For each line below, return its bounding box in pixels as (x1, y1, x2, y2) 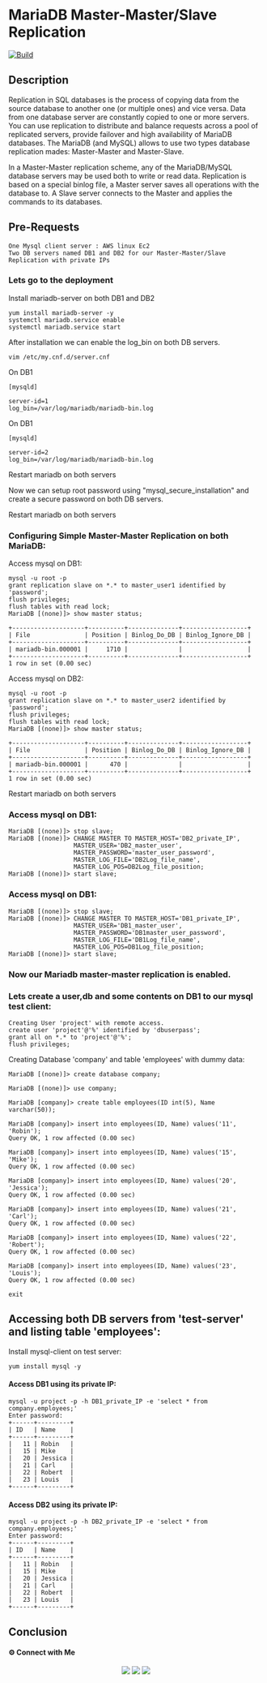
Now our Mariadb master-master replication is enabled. (8, 968, 231, 979)
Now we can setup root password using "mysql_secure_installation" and (8, 485, 249, 495)
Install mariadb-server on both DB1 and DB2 (8, 293, 155, 303)
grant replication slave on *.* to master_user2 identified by (8, 696, 227, 705)
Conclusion (8, 1625, 68, 1638)
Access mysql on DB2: (8, 674, 84, 683)
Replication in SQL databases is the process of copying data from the (8, 95, 239, 105)
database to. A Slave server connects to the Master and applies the (8, 188, 233, 198)
